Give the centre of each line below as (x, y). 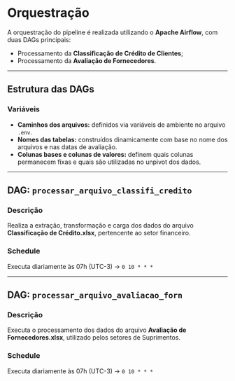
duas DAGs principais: (39, 39)
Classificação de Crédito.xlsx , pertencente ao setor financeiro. (99, 233)
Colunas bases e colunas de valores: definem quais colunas (105, 154)
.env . (25, 132)
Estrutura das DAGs (51, 89)
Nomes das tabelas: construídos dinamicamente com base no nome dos (122, 139)
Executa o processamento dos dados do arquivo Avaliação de (97, 330)
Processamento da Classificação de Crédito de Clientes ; (100, 53)
